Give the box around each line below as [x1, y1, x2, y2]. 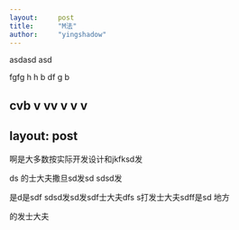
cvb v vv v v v [9, 98, 88, 113]
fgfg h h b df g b [9, 72, 70, 83]
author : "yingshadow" [9, 30, 106, 39]
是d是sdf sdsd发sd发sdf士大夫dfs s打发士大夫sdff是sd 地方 [9, 191, 230, 202]
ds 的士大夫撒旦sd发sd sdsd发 [9, 172, 123, 183]
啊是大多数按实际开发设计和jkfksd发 [9, 154, 142, 164]
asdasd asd [9, 55, 52, 66]
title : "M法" [9, 22, 78, 31]
